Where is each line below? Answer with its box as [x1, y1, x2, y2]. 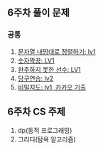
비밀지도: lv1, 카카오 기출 [17, 82, 87, 91]
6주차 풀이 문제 [7, 6, 70, 19]
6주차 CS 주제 [7, 106, 66, 118]
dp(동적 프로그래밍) [17, 126, 72, 134]
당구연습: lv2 [17, 74, 54, 82]
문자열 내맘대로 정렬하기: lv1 [17, 47, 96, 55]
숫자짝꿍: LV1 [17, 56, 55, 65]
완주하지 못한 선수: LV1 [17, 65, 82, 73]
